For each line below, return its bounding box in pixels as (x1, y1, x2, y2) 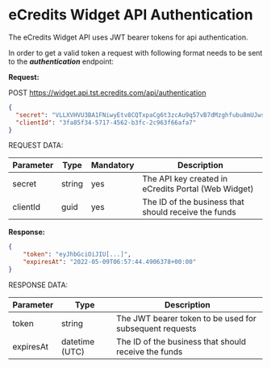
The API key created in (142, 174, 228, 185)
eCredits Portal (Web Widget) (142, 183, 254, 194)
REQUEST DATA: (8, 140, 64, 150)
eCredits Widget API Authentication (8, 6, 253, 24)
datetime (60, 336, 95, 347)
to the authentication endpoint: (8, 56, 115, 66)
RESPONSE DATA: (8, 280, 69, 290)
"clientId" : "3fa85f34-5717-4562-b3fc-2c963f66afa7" (15, 119, 197, 127)
